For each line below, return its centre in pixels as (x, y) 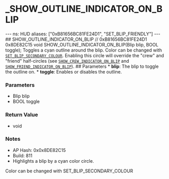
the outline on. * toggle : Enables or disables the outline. (64, 71)
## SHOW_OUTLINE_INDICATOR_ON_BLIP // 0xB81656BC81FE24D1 (76, 39)
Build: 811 (22, 156)
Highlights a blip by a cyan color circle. (53, 161)
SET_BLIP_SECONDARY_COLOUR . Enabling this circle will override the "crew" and (85, 55)
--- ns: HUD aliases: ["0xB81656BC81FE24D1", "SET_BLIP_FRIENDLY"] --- (83, 34)
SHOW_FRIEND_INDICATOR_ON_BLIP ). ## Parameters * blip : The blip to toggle (82, 66)
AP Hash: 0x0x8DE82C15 (39, 150)
